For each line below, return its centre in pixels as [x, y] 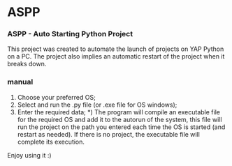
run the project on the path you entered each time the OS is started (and [121, 127]
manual [20, 82]
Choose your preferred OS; [56, 97]
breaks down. [27, 64]
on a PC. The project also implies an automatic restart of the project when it [116, 56]
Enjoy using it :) [29, 155]
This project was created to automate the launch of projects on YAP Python [116, 49]
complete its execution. [51, 142]
